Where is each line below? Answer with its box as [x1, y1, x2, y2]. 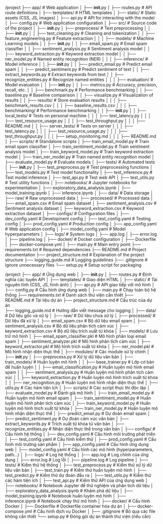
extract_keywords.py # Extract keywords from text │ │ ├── [5, 72, 124, 77]
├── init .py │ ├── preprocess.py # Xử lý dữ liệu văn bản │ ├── [5, 354, 133, 360]
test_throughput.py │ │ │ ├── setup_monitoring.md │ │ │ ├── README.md [5, 133, 157, 139]
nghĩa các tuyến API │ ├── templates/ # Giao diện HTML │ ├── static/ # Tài [5, 277, 158, 282]
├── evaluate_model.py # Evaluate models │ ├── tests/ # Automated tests [5, 159, 155, 165]
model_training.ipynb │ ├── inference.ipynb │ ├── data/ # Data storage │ [5, 190, 154, 196]
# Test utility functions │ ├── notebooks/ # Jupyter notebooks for [5, 180, 137, 185]
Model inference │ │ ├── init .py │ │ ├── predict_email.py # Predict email [5, 61, 153, 67]
